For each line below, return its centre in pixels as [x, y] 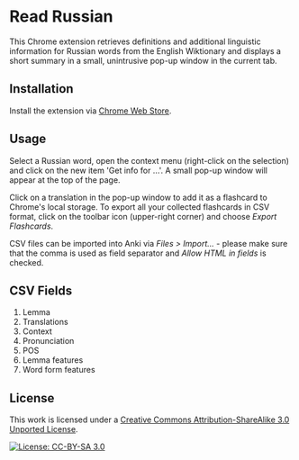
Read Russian [61, 17]
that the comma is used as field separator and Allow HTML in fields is [138, 253]
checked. [27, 262]
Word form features [59, 370]
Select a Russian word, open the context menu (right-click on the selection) [149, 160]
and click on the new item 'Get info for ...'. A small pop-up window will [139, 170]
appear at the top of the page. [65, 180]
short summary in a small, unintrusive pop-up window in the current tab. [143, 60]
